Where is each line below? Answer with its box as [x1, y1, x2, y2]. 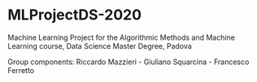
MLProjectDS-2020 [7, 6, 142, 24]
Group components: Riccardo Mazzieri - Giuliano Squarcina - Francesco [7, 57, 250, 67]
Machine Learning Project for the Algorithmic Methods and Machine [7, 32, 235, 42]
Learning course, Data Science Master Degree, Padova [7, 41, 192, 50]
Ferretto [7, 65, 34, 75]
